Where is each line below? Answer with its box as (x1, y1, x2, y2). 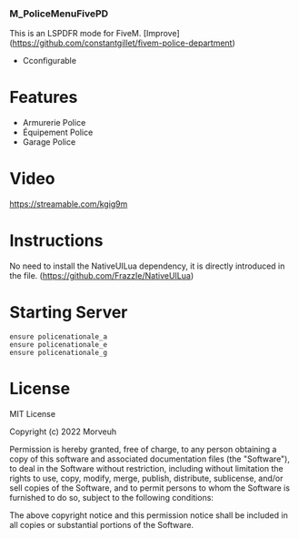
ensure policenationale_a (9, 332, 107, 341)
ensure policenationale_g (9, 349, 107, 358)
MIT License (9, 408, 56, 419)
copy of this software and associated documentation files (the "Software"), (9, 453, 291, 464)
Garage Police (22, 137, 76, 147)
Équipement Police (22, 127, 94, 138)
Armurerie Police (22, 117, 86, 128)
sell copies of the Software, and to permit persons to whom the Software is (9, 482, 291, 493)
